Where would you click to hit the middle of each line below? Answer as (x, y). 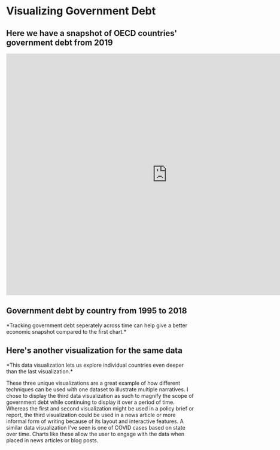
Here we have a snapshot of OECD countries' (92, 33)
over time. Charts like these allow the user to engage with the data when (95, 434)
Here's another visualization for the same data (94, 351)
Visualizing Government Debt (81, 11)
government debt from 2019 (60, 42)
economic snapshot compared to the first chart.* (66, 331)
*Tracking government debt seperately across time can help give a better (97, 325)
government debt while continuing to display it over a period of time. (90, 402)
